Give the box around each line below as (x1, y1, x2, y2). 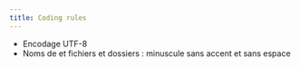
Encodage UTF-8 (22, 38, 88, 49)
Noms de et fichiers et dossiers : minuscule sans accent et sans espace (22, 47, 292, 59)
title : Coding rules (9, 13, 88, 23)
